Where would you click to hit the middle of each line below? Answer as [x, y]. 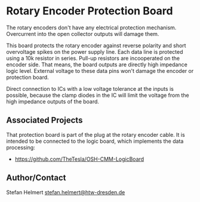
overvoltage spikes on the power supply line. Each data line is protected [95, 51]
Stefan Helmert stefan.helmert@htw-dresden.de [66, 192]
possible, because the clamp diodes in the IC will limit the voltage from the [98, 95]
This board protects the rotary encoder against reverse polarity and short [96, 45]
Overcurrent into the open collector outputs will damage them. [83, 33]
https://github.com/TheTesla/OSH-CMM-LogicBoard [79, 159]
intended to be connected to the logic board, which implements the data [95, 141]
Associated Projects [44, 120]
